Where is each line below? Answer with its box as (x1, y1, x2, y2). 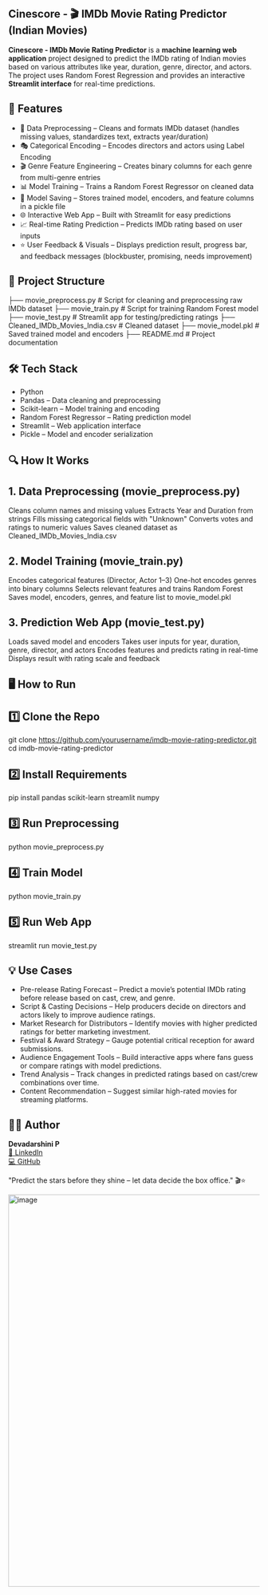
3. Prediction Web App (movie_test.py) (8, 616, 205, 629)
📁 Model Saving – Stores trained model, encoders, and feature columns (19, 193, 254, 203)
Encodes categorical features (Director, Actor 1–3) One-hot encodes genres (8, 576, 257, 585)
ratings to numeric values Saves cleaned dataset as (8, 522, 178, 533)
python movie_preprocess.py (8, 841, 104, 852)
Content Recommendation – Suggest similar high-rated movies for (19, 1086, 238, 1096)
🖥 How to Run (8, 678, 77, 691)
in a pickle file (19, 201, 66, 211)
